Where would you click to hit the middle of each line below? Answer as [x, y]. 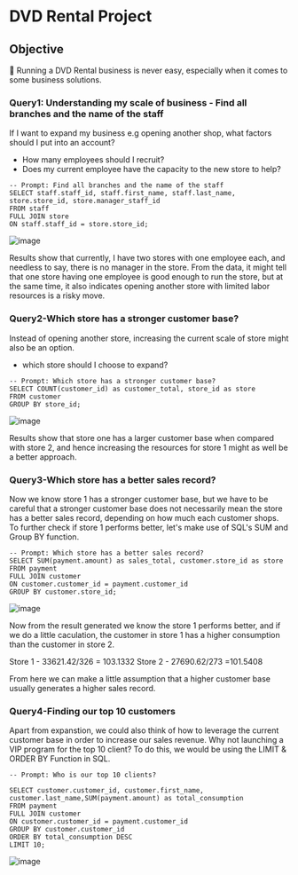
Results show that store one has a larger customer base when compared [142, 437]
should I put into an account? [62, 143]
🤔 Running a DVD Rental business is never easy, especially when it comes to [149, 70]
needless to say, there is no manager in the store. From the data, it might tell [148, 267]
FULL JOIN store [39, 217]
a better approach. [43, 457]
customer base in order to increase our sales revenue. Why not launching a [146, 740]
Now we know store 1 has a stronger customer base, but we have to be [139, 499]
